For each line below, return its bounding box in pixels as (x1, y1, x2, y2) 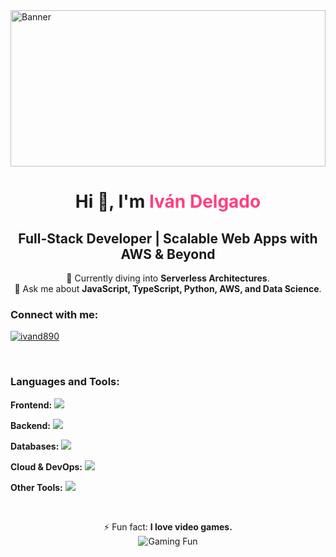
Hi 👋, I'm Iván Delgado (74, 190, 262, 213)
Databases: (10, 440, 60, 452)
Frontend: (10, 399, 53, 411)
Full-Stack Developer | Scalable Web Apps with (18, 230, 318, 247)
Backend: (10, 419, 51, 431)
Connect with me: (10, 307, 99, 321)
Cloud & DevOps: (10, 460, 83, 473)
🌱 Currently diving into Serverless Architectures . (66, 272, 270, 284)
